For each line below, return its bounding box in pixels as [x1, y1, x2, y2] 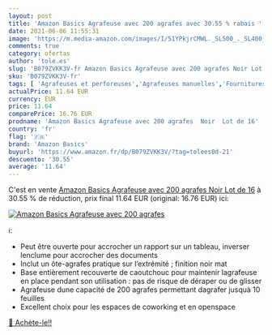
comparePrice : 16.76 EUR [8, 110, 92, 118]
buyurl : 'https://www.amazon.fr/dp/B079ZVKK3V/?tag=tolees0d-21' [8, 148, 233, 156]
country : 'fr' [8, 125, 57, 133]
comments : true [8, 42, 60, 50]
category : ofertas [8, 49, 70, 58]
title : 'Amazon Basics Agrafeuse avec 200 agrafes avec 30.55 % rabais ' [8, 19, 263, 28]
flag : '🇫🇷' [8, 132, 49, 140]
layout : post [8, 11, 53, 20]
